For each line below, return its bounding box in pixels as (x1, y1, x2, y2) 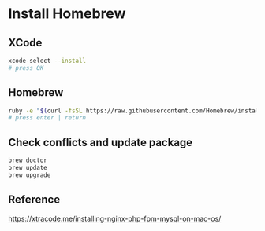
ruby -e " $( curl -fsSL (8, 107, 83, 115)
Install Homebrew (8, 5, 126, 23)
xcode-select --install (8, 57, 87, 64)
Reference (8, 193, 61, 207)
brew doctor (8, 156, 47, 165)
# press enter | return (8, 114, 87, 122)
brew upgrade (8, 170, 51, 179)
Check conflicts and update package (8, 135, 193, 149)
